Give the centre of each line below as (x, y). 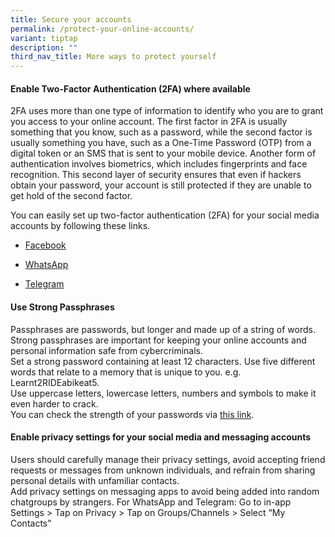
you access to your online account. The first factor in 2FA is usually (149, 122)
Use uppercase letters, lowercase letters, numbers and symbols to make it (163, 393)
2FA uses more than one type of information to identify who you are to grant (167, 111)
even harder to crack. (54, 403)
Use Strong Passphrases (62, 307)
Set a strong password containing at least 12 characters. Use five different (163, 361)
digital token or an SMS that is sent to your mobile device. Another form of (163, 153)
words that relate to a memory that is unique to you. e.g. (126, 372)
